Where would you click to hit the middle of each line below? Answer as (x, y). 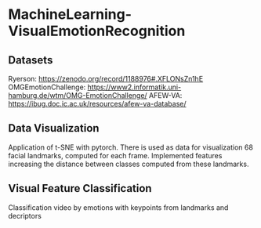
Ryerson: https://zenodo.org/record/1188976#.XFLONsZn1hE (106, 79)
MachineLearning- (70, 14)
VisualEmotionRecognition (97, 31)
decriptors (25, 215)
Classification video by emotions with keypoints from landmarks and (118, 207)
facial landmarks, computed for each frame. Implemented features (115, 155)
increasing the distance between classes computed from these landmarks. (129, 164)
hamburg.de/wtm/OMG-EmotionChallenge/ (78, 95)
